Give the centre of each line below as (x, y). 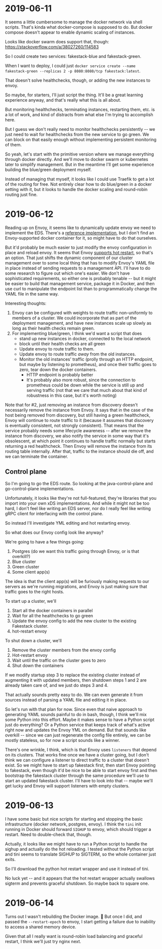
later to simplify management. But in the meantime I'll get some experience (80, 164)
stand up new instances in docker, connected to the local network (85, 338)
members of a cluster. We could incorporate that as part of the (74, 318)
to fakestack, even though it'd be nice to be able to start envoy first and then (81, 770)
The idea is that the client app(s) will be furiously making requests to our (77, 581)
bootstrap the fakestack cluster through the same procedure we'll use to (77, 775)
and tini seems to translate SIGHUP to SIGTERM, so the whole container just (81, 854)
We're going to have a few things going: (45, 542)
